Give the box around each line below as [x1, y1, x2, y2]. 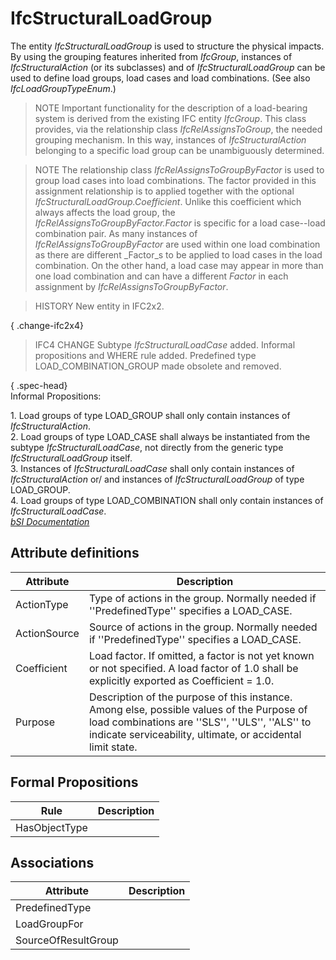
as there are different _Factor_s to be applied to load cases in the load [34, 248, 323, 261]
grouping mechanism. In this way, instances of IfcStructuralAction [34, 133, 307, 146]
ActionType [15, 597, 69, 611]
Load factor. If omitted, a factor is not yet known [88, 648, 315, 662]
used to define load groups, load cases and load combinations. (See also [10, 72, 311, 84]
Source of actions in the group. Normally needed [88, 620, 318, 634]
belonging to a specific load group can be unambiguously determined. [34, 144, 325, 156]
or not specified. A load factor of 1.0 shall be [88, 661, 299, 675]
